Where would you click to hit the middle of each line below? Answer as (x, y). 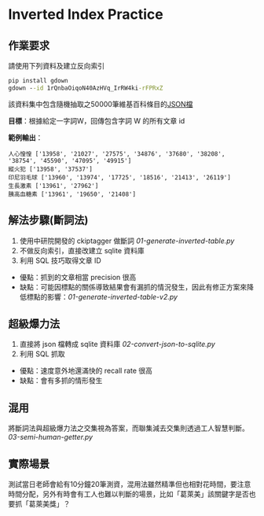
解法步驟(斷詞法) (48, 221)
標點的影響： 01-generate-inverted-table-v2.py (102, 297)
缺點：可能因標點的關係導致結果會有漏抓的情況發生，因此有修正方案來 (133, 287)
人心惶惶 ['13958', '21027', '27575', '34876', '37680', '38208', (117, 154)
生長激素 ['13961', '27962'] (53, 186)
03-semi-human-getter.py (50, 437)
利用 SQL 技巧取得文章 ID (60, 260)
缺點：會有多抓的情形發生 (61, 381)
